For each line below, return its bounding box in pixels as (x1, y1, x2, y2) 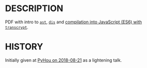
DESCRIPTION (5, 3, 63, 14)
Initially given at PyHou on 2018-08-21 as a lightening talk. (5, 57, 122, 63)
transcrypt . (5, 24, 28, 30)
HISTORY (5, 41, 43, 52)
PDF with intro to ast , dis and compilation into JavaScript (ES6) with (5, 19, 142, 25)
